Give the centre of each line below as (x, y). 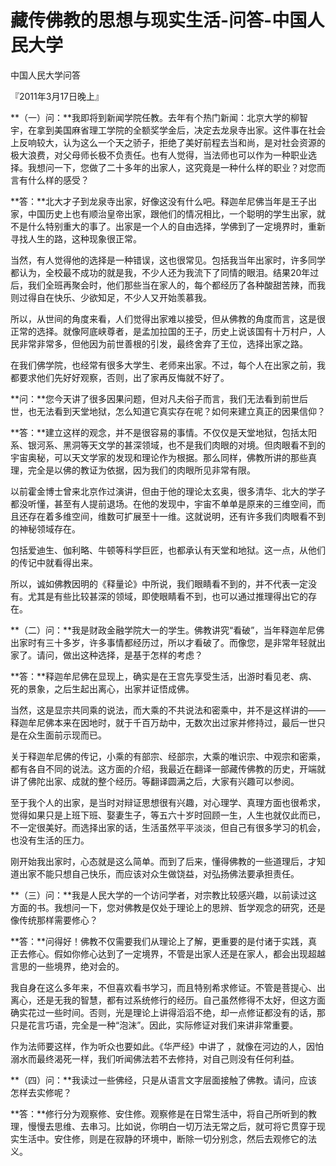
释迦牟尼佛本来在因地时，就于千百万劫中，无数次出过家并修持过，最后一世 (163, 722)
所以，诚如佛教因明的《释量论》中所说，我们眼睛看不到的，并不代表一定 (159, 583)
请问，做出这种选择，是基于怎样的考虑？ (119, 655)
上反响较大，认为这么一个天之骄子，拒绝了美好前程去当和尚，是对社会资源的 (168, 142)
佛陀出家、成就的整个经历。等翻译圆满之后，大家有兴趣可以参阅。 (163, 781)
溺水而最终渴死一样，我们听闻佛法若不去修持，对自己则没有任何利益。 (155, 1058)
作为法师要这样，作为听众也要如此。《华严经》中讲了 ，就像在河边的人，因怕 (167, 1046)
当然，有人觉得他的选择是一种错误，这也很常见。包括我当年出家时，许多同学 (168, 260)
